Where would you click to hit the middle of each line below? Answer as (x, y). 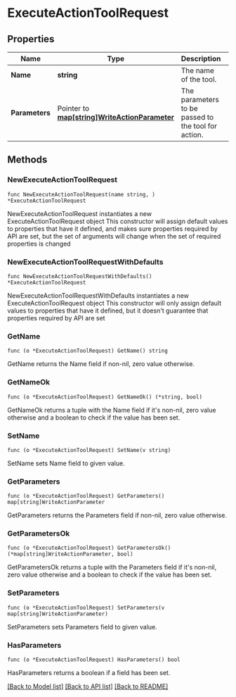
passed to (197, 117)
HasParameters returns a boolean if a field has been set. (89, 673)
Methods (27, 160)
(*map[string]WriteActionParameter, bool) (70, 554)
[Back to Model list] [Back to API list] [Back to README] (88, 686)
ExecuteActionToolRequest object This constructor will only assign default (114, 303)
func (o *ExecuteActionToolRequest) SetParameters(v (86, 608)
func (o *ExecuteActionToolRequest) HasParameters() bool (94, 660)
